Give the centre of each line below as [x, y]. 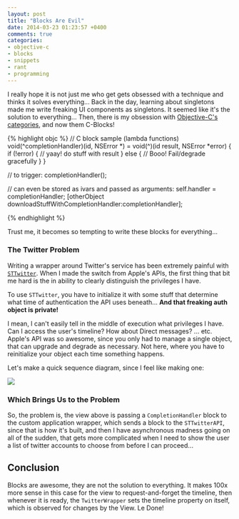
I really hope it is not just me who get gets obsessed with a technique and [116, 94]
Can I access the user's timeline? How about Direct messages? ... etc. [110, 331]
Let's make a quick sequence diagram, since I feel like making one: [106, 368]
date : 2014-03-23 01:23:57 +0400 [57, 27]
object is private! [33, 309]
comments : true [30, 34]
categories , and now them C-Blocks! [61, 124]
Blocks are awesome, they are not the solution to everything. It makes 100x [118, 485]
